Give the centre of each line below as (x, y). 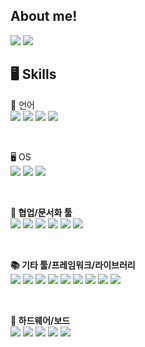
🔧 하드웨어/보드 (40, 320)
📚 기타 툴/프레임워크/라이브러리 (73, 265)
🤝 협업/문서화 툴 (41, 212)
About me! (44, 16)
